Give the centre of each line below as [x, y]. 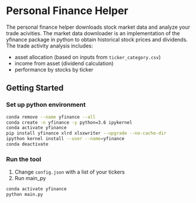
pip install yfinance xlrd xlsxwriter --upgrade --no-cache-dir [86, 133]
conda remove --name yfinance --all [51, 117]
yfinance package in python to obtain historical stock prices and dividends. [97, 39]
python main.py [25, 195]
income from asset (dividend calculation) [64, 63]
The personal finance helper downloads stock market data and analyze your [98, 27]
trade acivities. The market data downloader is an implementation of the [93, 33]
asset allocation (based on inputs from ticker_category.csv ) [88, 57]
